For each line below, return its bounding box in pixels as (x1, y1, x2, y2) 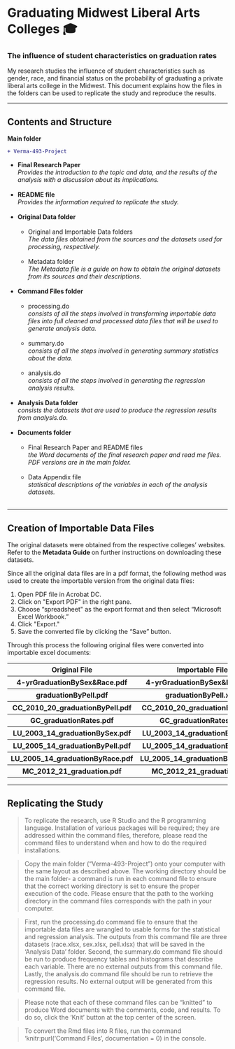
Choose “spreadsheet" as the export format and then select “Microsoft (17, 605, 222, 613)
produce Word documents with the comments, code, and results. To (24, 1006, 221, 1014)
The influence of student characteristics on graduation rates (7, 51, 217, 61)
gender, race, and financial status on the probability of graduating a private (7, 74, 224, 83)
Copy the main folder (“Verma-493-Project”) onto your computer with (24, 859, 226, 868)
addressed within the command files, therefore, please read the (24, 831, 208, 839)
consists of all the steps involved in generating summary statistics (27, 346, 219, 355)
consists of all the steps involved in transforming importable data (27, 309, 216, 318)
